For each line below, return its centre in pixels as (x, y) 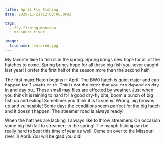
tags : (11, 23)
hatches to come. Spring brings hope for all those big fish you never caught (82, 65)
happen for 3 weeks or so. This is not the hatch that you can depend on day (82, 85)
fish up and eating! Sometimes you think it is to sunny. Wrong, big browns (80, 100)
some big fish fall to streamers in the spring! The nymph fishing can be (77, 125)
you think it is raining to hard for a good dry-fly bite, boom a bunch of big (79, 95)
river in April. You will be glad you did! (44, 136)
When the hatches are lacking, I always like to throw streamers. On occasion (82, 120)
